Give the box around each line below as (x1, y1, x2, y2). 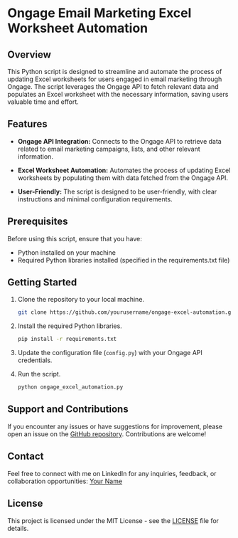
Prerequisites (7, 216, 68, 228)
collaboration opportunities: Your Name (7, 477, 123, 485)
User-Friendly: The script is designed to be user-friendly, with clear (17, 187, 217, 196)
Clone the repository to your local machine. (17, 295, 144, 304)
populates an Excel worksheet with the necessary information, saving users (7, 90, 229, 98)
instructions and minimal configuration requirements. (17, 194, 173, 204)
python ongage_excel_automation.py (17, 384, 124, 391)
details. (7, 524, 29, 532)
